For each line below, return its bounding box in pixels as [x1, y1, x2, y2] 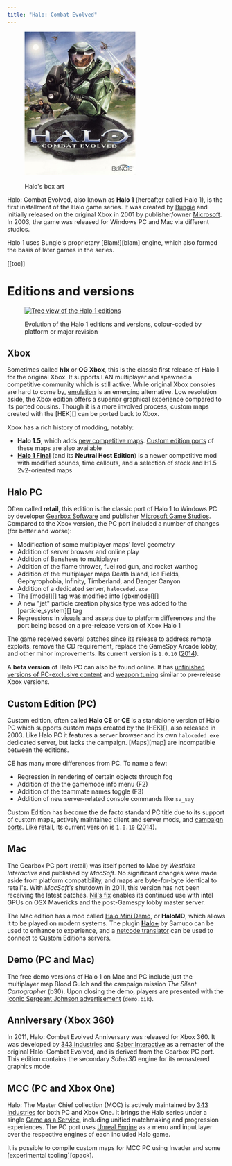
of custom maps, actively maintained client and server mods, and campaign [7, 816, 224, 823]
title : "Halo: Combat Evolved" [7, 11, 98, 18]
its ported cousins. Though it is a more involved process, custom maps [7, 402, 209, 411]
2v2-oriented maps [17, 466, 73, 474]
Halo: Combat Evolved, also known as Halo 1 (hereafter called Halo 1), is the [7, 195, 223, 204]
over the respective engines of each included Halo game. [7, 1131, 171, 1139]
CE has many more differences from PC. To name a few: [7, 760, 168, 767]
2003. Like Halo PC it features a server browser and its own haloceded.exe [7, 731, 220, 739]
